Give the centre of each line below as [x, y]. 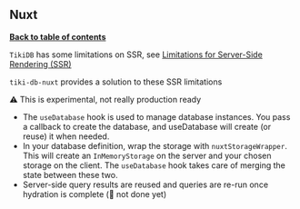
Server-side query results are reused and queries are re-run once [145, 184]
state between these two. [70, 174]
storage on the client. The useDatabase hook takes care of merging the [154, 165]
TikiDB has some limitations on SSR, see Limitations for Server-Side [136, 55]
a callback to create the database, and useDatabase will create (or [146, 126]
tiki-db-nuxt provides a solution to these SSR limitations [116, 82]
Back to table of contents [58, 36]
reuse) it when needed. [66, 136]
